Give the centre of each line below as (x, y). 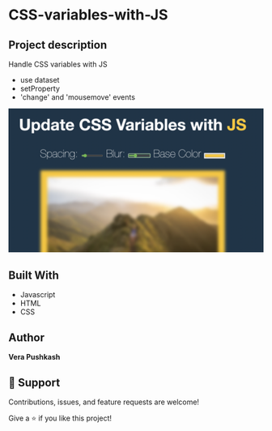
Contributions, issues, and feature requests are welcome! (104, 402)
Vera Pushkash (34, 357)
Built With (34, 275)
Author (26, 337)
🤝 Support (34, 382)
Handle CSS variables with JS (58, 64)
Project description (58, 45)
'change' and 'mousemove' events (78, 97)
